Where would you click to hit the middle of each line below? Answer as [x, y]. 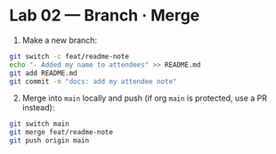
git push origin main [49, 141]
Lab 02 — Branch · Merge [105, 16]
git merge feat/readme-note [61, 133]
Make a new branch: [60, 40]
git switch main [39, 124]
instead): [38, 108]
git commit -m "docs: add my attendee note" [93, 81]
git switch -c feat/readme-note [69, 56]
